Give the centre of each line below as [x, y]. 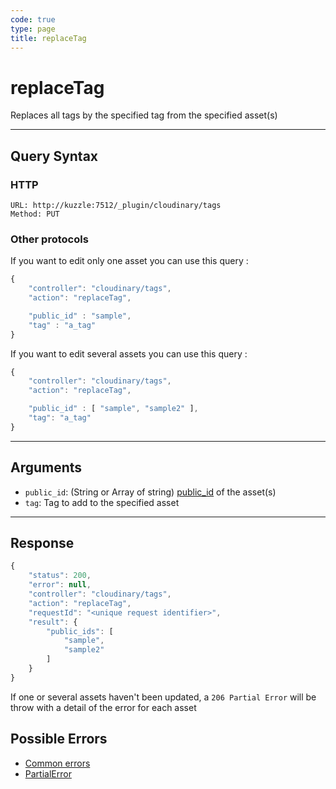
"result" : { [53, 622]
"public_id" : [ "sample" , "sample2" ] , [113, 409]
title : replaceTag [48, 38]
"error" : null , [60, 585]
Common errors [57, 763]
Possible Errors [59, 739]
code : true [33, 19]
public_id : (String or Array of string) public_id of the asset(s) [150, 492]
